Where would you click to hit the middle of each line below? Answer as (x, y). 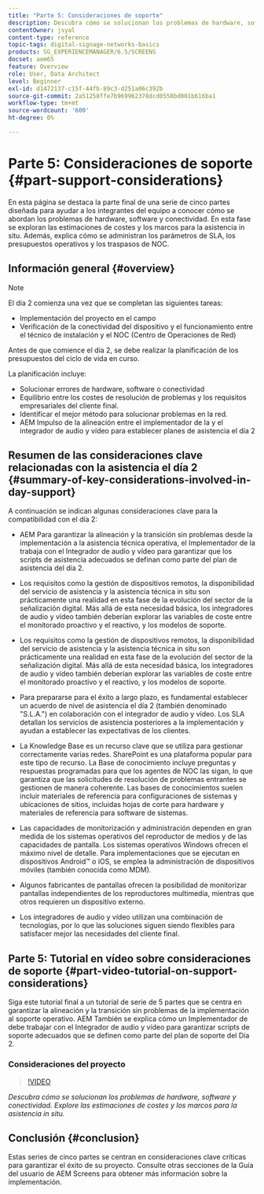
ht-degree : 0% (31, 118)
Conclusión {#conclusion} (74, 1138)
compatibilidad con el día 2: (53, 519)
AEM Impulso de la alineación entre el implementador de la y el (121, 422)
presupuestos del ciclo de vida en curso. (74, 358)
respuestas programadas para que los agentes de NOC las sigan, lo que (136, 771)
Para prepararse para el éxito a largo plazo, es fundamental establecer (134, 698)
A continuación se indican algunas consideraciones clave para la (113, 511)
